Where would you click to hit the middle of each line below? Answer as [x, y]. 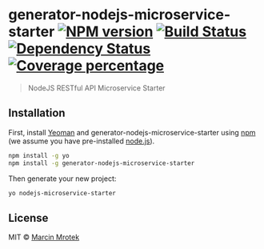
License [28, 218]
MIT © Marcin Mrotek [44, 237]
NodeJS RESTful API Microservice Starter [96, 88]
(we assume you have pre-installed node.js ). [82, 141]
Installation [37, 113]
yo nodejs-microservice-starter [62, 193]
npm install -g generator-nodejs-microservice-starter [102, 163]
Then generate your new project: [62, 179]
